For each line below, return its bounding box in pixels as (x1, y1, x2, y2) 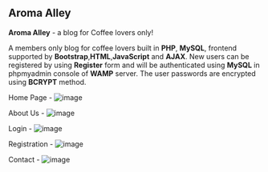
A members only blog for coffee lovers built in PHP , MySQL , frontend (8, 43, 238, 53)
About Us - (8, 108, 45, 118)
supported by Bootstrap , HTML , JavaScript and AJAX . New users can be (8, 51, 250, 61)
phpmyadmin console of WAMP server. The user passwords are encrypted (8, 68, 257, 78)
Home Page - (8, 92, 53, 102)
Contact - (8, 154, 40, 164)
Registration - (8, 139, 54, 149)
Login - (8, 123, 32, 133)
